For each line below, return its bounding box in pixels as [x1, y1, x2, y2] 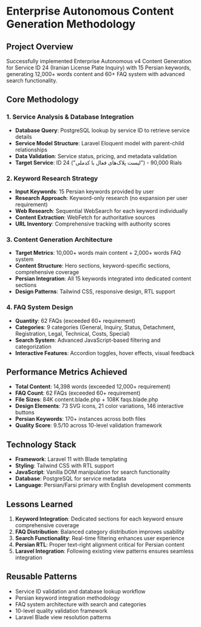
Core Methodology [6, 94, 79, 105]
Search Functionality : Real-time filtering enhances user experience [15, 535, 185, 542]
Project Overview [6, 41, 73, 52]
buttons [15, 409, 35, 416]
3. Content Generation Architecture [6, 235, 113, 244]
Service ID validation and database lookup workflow [15, 587, 146, 595]
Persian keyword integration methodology [15, 594, 120, 601]
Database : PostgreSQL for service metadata [15, 475, 126, 482]
